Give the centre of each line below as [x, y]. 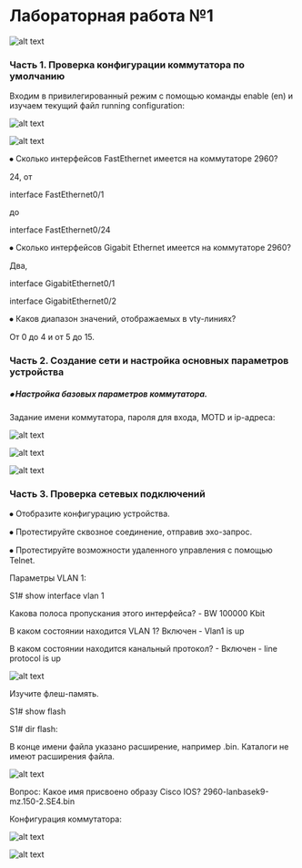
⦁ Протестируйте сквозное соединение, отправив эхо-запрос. [131, 532]
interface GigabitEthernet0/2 [63, 301]
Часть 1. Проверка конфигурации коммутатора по [127, 65]
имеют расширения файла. [62, 757]
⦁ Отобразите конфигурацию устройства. [90, 514]
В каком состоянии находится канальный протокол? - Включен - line [143, 649]
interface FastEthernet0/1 [57, 195]
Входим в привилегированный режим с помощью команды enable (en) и [151, 96]
